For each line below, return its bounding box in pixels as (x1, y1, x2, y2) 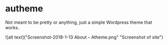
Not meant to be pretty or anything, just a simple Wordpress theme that (5, 19, 152, 25)
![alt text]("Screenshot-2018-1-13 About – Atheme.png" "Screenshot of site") (5, 34, 163, 40)
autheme (5, 3, 44, 14)
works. (5, 24, 20, 30)
